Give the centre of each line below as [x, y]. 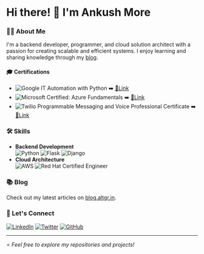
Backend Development [44, 146]
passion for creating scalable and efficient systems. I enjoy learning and [96, 51]
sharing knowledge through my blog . [52, 58]
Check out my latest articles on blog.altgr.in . [61, 197]
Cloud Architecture [40, 159]
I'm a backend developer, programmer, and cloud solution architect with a [99, 44]
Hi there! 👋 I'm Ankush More [79, 12]
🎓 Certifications [28, 72]
